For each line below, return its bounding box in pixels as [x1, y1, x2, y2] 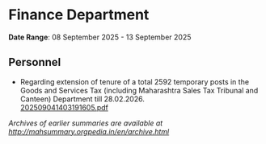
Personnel [8, 56, 61, 69]
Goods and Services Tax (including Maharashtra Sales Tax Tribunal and [19, 85, 259, 95]
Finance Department [8, 6, 150, 24]
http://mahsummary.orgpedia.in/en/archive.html [8, 126, 170, 136]
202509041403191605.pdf [19, 102, 109, 112]
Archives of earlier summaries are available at [8, 118, 163, 128]
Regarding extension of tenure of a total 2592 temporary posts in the [19, 76, 249, 86]
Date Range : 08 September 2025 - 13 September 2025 [8, 32, 192, 42]
